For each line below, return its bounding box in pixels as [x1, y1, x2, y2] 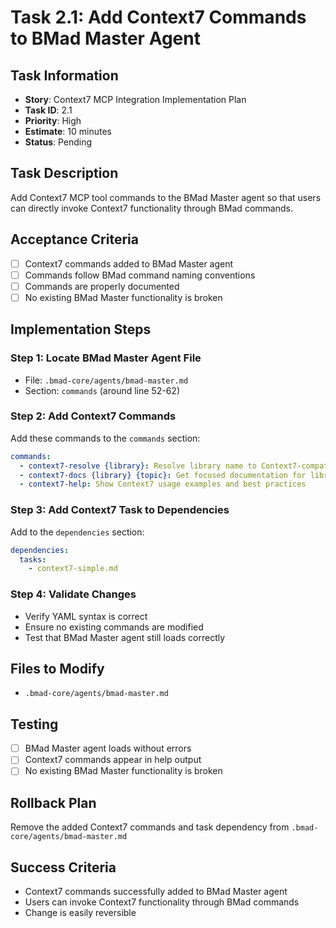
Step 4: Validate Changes [10, 587, 137, 601]
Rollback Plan [10, 794, 97, 811]
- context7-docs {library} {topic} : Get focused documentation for [19, 470, 307, 480]
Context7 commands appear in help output [24, 754, 202, 766]
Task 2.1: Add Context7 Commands [10, 6, 307, 29]
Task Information [10, 67, 119, 84]
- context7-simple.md [28, 564, 118, 574]
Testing [10, 716, 59, 733]
